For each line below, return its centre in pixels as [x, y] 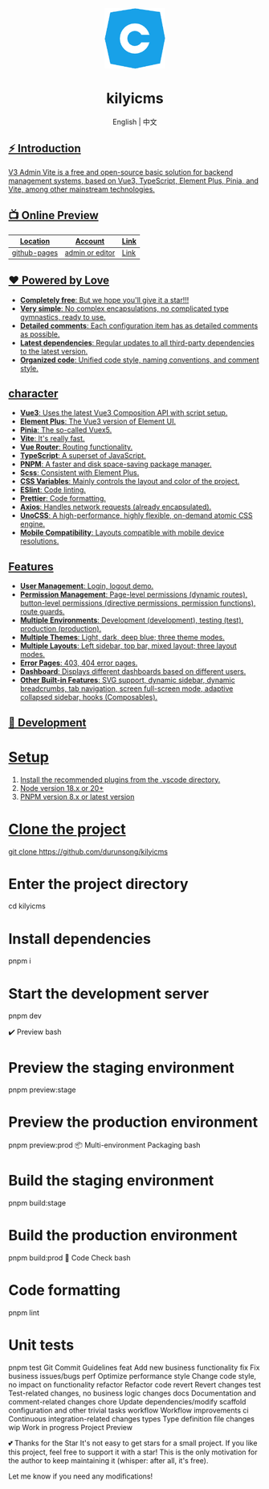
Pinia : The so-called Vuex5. [66, 430]
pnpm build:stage [37, 1203]
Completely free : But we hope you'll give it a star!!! [104, 300]
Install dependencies [79, 939]
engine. [33, 524]
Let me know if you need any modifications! [81, 1476]
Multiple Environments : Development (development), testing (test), [132, 620]
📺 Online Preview [53, 215]
